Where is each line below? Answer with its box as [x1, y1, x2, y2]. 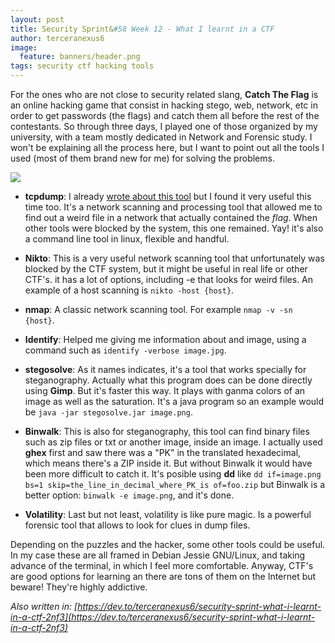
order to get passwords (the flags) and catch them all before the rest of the [10, 110, 320, 121]
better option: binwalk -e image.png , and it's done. [24, 489, 235, 501]
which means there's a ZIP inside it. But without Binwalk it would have [24, 457, 313, 469]
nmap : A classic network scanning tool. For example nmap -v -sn [24, 304, 293, 315]
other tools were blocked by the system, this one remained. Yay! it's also [24, 222, 324, 234]
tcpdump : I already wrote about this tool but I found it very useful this [24, 191, 312, 202]
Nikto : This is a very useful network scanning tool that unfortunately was [24, 252, 325, 264]
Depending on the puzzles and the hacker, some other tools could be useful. [10, 539, 326, 550]
